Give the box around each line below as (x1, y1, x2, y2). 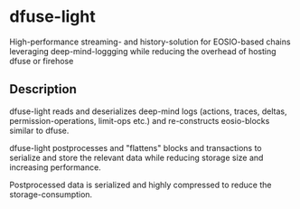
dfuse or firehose (9, 55, 74, 66)
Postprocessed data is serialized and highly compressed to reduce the (9, 179, 272, 190)
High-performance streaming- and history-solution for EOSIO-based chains (9, 36, 291, 47)
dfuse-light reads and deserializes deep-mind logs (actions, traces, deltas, (9, 106, 287, 117)
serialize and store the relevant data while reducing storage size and (9, 152, 264, 163)
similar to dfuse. (9, 125, 70, 136)
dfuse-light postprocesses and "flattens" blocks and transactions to (9, 142, 262, 153)
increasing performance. (9, 161, 101, 173)
